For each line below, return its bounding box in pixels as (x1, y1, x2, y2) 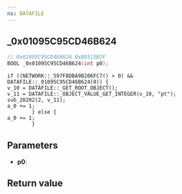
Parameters (7, 139, 58, 151)
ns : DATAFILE (7, 10, 45, 17)
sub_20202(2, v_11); (7, 97, 67, 104)
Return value (7, 177, 63, 189)
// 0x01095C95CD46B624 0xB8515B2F (7, 54, 106, 61)
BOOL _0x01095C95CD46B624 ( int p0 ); (7, 60, 109, 67)
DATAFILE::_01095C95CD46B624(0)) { (7, 78, 109, 86)
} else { (32, 109, 57, 116)
